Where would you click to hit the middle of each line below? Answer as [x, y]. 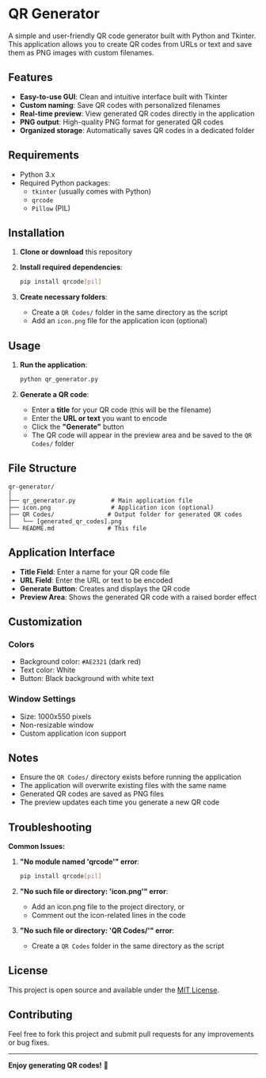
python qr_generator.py [59, 380]
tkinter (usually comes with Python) [91, 191]
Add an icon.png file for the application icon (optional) [120, 321]
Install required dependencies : [71, 267]
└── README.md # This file [78, 528]
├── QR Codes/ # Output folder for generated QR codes [125, 514]
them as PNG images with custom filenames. [81, 52]
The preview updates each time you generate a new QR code [120, 802]
